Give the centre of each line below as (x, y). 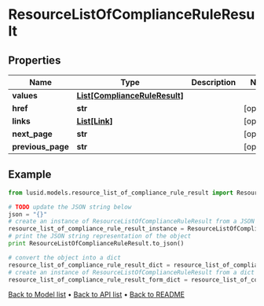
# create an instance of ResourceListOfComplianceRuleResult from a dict (132, 272)
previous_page (40, 147)
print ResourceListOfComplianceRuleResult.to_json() (96, 244)
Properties (35, 60)
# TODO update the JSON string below (70, 207)
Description (214, 82)
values (25, 96)
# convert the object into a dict (65, 257)
